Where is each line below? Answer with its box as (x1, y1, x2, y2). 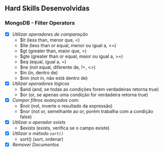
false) (19, 114, 32, 120)
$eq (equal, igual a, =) (19, 58, 67, 64)
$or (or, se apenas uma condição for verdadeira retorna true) (19, 92, 149, 98)
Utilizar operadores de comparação (12, 31, 88, 37)
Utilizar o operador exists (12, 119, 66, 125)
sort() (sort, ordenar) (19, 136, 64, 142)
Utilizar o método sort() (12, 130, 64, 136)
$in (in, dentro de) (19, 69, 58, 76)
